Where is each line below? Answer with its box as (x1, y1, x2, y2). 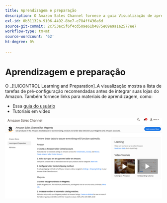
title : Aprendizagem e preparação (5, 8, 77, 13)
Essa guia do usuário (12, 103, 56, 109)
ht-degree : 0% (5, 40, 35, 45)
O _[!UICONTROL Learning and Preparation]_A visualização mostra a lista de (5, 83, 162, 89)
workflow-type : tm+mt (5, 29, 50, 34)
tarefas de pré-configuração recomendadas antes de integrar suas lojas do (5, 88, 159, 94)
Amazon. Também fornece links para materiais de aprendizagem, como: (5, 93, 153, 99)
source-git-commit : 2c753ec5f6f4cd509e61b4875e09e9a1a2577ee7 (5, 24, 137, 29)
